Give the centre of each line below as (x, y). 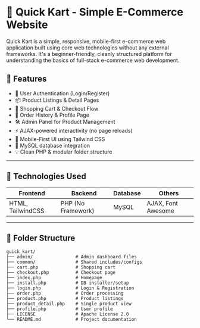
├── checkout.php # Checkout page (61, 273)
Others (169, 193)
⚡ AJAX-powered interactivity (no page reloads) (74, 130)
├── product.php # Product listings (65, 299)
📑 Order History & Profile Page (52, 115)
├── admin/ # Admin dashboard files (71, 257)
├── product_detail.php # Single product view (69, 304)
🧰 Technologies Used (46, 177)
